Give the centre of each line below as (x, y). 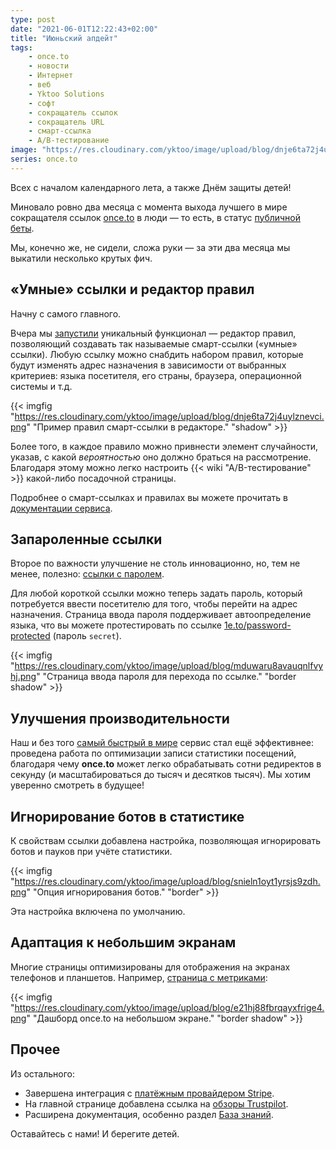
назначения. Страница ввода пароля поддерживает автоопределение (161, 615)
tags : (21, 47)
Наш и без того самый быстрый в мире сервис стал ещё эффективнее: (162, 743)
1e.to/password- (257, 625)
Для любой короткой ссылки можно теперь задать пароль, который (156, 593)
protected (30, 636)
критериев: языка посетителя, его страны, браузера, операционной (156, 375)
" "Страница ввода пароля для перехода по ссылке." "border (166, 677)
